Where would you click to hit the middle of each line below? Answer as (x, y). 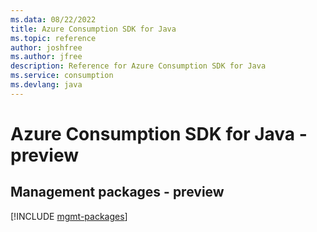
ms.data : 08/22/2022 (53, 19)
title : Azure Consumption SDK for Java (93, 29)
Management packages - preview (117, 192)
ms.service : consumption (62, 76)
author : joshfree (46, 47)
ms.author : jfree (46, 57)
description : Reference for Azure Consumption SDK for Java (138, 66)
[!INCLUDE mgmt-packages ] (69, 216)
